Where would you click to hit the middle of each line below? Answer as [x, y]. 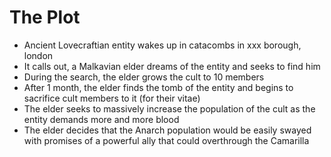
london [38, 55]
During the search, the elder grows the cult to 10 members [144, 77]
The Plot [45, 17]
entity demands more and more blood [101, 119]
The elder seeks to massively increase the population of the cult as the [169, 108]
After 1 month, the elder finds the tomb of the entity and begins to [158, 87]
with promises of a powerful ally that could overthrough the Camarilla [166, 140]
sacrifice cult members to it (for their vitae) [112, 98]
